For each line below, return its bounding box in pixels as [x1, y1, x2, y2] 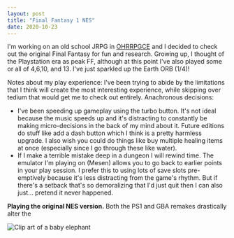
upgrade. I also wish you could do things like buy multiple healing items [17, 136, 224, 145]
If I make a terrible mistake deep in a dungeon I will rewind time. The [17, 151, 214, 160]
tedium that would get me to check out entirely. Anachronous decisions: [7, 93, 214, 101]
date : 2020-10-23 [7, 23, 58, 30]
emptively [17, 174, 46, 182]
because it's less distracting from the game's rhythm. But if [47, 174, 218, 182]
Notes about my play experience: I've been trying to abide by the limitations [7, 78, 225, 87]
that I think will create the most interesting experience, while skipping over [7, 85, 221, 94]
